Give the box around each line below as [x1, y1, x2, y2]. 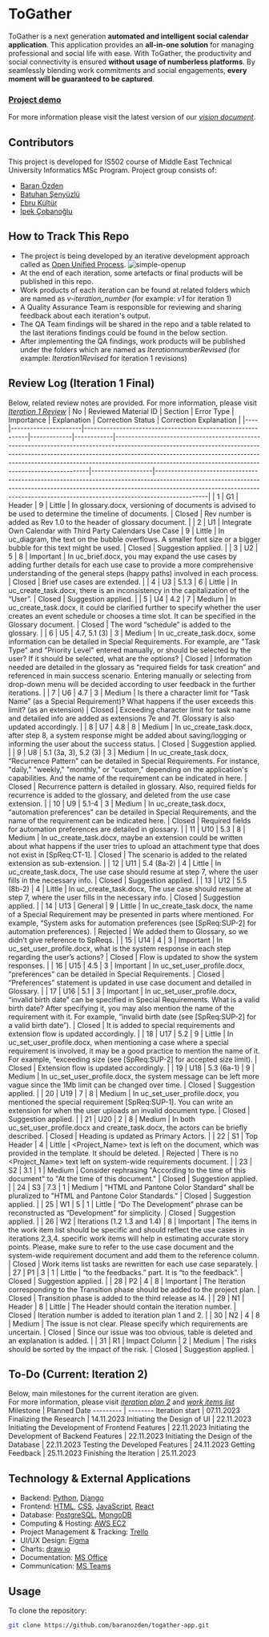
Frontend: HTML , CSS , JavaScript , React [19, 1501, 155, 1511]
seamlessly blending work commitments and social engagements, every [8, 65, 247, 75]
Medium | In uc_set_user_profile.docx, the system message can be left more [8, 1071, 260, 1081]
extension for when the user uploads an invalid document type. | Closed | [8, 1105, 251, 1115]
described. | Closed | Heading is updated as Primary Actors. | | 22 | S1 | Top [8, 1131, 259, 1140]
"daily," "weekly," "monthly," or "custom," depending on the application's [8, 764, 248, 774]
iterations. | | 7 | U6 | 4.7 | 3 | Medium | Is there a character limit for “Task [8, 688, 250, 697]
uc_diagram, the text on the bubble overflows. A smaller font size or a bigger [8, 534, 261, 544]
